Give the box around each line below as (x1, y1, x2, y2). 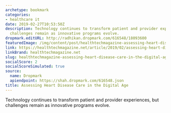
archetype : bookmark (5, 7, 49, 13)
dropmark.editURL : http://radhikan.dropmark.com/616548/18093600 (5, 36, 147, 41)
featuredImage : (5, 41, 38, 46)
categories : (5, 12, 31, 17)
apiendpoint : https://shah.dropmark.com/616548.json (10, 78, 124, 83)
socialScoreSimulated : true (5, 64, 65, 69)
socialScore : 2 (5, 59, 38, 64)
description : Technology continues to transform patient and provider (5, 26, 158, 31)
